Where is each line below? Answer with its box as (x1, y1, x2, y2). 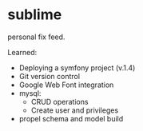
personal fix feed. (7, 32, 66, 42)
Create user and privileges (30, 105, 119, 115)
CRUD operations (30, 97, 89, 106)
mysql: (18, 88, 42, 97)
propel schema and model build (18, 113, 124, 123)
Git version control (18, 71, 81, 81)
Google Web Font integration (18, 80, 114, 89)
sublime (7, 6, 62, 24)
